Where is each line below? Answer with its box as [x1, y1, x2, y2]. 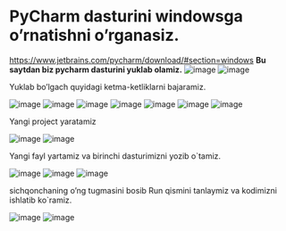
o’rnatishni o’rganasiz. [9, 25, 180, 45]
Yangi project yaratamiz [9, 116, 97, 127]
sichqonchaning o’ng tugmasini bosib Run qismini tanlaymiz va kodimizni [9, 185, 277, 195]
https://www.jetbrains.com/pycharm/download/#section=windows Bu [9, 54, 266, 65]
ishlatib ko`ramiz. [9, 194, 72, 205]
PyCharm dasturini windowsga [9, 6, 243, 27]
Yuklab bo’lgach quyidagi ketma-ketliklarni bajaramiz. [9, 81, 206, 92]
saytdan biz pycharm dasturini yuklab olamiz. [9, 64, 183, 75]
